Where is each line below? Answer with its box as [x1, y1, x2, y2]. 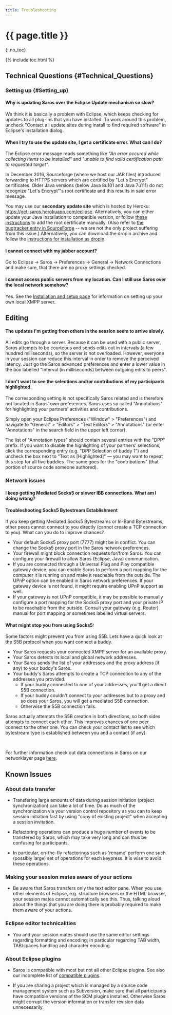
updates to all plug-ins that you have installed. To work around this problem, [5, 117, 166, 123]
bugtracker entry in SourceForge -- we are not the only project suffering [5, 225, 158, 231]
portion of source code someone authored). [5, 464, 99, 471]
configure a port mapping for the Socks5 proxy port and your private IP [12, 599, 163, 606]
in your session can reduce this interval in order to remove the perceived [5, 355, 159, 362]
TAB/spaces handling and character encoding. [12, 942, 111, 948]
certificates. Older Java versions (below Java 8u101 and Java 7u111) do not [5, 182, 163, 189]
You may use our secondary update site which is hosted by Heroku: [5, 203, 150, 210]
